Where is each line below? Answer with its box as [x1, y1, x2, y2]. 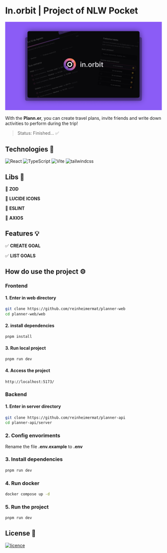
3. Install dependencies [5, 456, 63, 463]
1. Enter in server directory [5, 403, 61, 409]
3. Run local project [5, 345, 46, 351]
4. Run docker [5, 480, 40, 487]
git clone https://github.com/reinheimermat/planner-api [5, 415, 126, 420]
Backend [5, 391, 27, 398]
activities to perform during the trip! [5, 120, 78, 127]
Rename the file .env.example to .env [5, 443, 83, 449]
